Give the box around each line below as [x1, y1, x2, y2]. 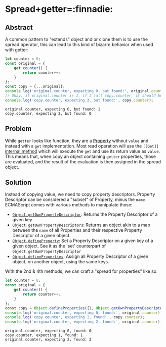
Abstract [5, 23, 33, 32]
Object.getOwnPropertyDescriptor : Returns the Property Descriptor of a [12, 211, 158, 217]
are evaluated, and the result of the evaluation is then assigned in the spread [5, 158, 161, 164]
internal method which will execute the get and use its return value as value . [5, 148, 160, 154]
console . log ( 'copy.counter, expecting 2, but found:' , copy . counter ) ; [5, 98, 154, 102]
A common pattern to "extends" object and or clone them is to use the [5, 36, 148, 42]
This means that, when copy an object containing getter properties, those [5, 153, 156, 159]
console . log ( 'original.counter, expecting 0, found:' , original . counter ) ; [5, 310, 163, 315]
